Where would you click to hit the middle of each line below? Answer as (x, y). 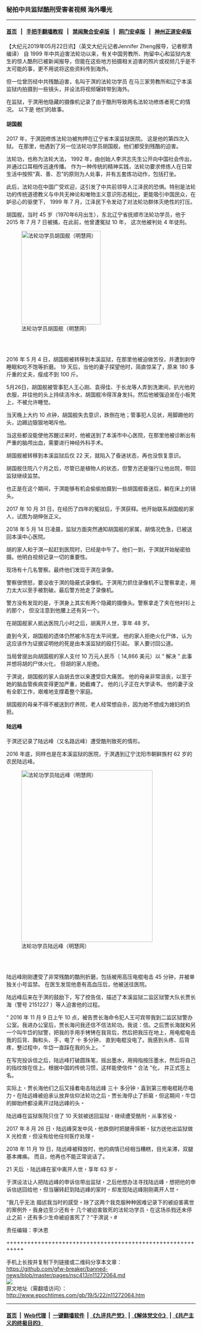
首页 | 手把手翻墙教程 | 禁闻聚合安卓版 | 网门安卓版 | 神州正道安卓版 (99, 31)
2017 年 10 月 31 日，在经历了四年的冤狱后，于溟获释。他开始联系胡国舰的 (98, 509)
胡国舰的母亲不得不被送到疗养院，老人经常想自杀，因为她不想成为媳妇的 (96, 704)
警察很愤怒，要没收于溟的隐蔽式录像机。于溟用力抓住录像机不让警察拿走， (98, 582)
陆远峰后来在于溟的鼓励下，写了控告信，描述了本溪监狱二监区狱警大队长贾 (98, 997)
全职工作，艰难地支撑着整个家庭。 (54, 691)
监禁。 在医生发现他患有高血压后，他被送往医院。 (88, 984)
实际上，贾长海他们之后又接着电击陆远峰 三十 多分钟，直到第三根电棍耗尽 (97, 1088)
